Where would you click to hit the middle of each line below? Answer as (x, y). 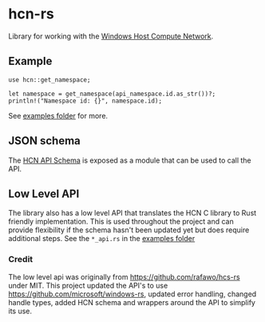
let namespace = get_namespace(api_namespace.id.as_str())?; (112, 94)
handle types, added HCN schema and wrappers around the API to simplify (132, 302)
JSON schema (45, 141)
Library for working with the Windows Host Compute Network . (111, 36)
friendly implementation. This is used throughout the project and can (121, 222)
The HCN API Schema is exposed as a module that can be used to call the (130, 160)
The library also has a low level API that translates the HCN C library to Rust (132, 213)
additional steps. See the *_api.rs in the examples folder (102, 239)
